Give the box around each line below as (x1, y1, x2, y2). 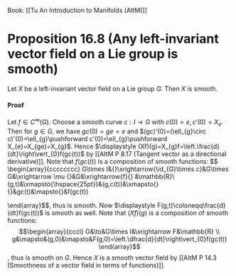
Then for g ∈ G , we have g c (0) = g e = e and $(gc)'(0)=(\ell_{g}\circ (7, 127, 207, 136)
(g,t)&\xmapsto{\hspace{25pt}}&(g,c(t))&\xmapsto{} (7, 180, 159, 188)
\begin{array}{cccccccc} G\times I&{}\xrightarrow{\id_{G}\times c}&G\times (7, 165, 229, 173)
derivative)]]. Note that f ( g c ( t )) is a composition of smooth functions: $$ (7, 157, 218, 165)
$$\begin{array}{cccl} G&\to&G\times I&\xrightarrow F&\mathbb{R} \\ (18, 227, 220, 236)
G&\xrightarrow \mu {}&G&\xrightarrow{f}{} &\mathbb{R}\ (7, 172, 175, 180)
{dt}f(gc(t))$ (7, 209, 44, 217)
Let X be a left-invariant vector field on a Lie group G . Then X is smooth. (7, 84, 218, 93)
